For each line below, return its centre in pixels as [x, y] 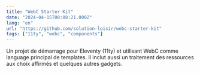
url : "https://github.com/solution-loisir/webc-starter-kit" [84, 28]
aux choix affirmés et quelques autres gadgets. [64, 64]
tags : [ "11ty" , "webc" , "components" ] [54, 34]
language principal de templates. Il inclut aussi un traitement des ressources [100, 57]
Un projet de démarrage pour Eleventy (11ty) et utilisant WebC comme [92, 51]
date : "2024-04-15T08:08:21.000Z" [49, 17]
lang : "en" [20, 23]
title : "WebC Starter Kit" [40, 12]
